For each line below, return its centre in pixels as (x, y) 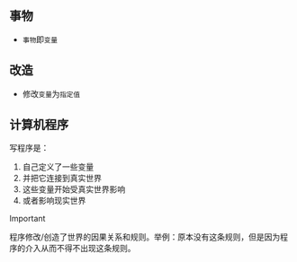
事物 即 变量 (40, 39)
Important (27, 219)
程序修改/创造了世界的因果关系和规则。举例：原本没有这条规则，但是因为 (145, 237)
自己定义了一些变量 (58, 167)
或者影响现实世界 (54, 201)
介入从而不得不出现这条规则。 (80, 249)
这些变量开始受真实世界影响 (74, 189)
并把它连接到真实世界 (62, 179)
